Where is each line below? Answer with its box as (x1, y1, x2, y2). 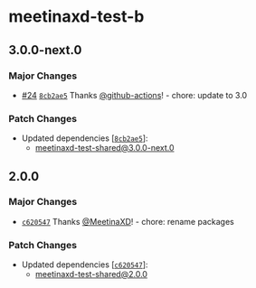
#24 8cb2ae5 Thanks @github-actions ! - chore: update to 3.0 (21, 89, 248, 100)
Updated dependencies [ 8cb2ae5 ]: (21, 133, 148, 144)
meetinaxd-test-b (8, 6, 145, 27)
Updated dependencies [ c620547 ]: (21, 259, 148, 270)
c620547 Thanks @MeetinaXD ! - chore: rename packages (21, 216, 234, 227)
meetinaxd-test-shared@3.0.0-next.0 (34, 143, 175, 153)
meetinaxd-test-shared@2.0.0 (34, 269, 148, 280)
